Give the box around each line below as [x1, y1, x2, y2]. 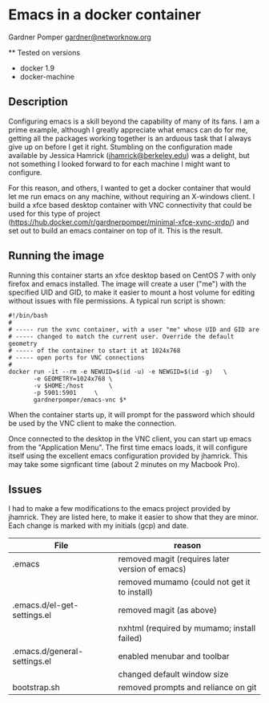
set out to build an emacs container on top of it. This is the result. [8, 226, 223, 235]
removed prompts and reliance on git [118, 682, 257, 693]
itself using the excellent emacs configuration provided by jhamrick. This [8, 451, 248, 461]
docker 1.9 [19, 63, 54, 73]
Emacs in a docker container [8, 6, 202, 24]
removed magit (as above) [118, 604, 218, 616]
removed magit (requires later [118, 554, 230, 565]
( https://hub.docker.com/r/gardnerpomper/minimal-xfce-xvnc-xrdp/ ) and [8, 217, 250, 226]
